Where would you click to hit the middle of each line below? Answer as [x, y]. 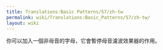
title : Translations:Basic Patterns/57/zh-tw [65, 12]
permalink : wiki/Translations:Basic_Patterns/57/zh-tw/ [78, 17]
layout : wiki [23, 23]
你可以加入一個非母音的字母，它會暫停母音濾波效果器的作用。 [83, 41]
